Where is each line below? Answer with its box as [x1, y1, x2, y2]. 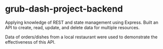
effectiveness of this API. [5, 39, 56, 45]
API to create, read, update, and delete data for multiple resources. [5, 24, 140, 30]
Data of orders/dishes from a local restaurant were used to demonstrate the [5, 34, 158, 40]
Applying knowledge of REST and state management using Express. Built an [5, 19, 159, 25]
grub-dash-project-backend [5, 3, 123, 15]
